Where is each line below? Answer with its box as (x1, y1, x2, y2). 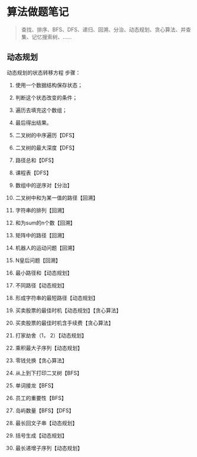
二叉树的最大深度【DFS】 (15, 144, 78, 151)
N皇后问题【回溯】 (15, 257, 61, 264)
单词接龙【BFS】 (15, 382, 57, 389)
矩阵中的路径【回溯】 (15, 231, 67, 239)
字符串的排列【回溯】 (15, 207, 67, 214)
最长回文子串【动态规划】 (15, 419, 78, 426)
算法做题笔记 (6, 5, 70, 19)
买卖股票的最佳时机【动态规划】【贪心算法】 (15, 307, 122, 314)
